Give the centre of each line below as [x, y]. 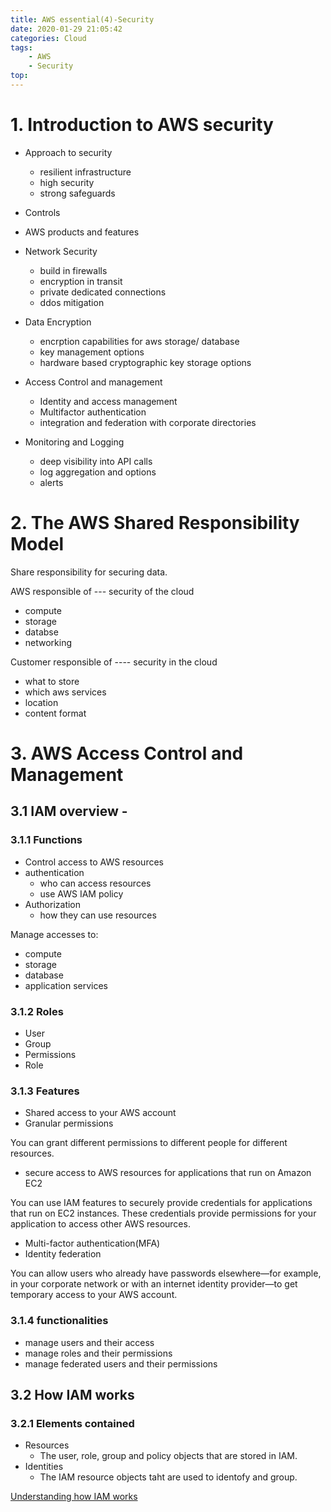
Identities [44, 1467]
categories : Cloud [48, 38]
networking [48, 642]
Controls [42, 212]
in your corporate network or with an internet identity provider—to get [154, 1284]
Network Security [61, 251]
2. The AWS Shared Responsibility [155, 523]
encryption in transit [81, 281]
